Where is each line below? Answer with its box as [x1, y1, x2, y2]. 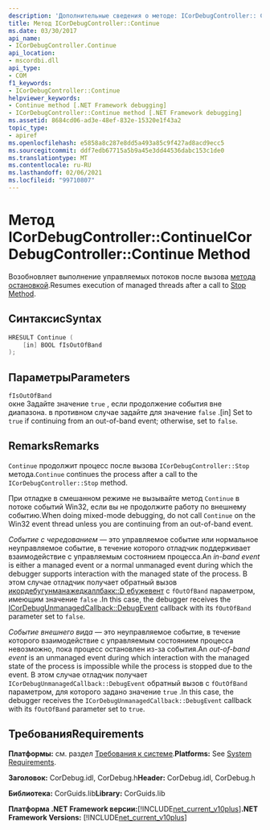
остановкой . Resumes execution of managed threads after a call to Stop [8, 280, 247, 290]
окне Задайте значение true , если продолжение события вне [8, 399, 223, 409]
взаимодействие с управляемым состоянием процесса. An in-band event [8, 552, 260, 561]
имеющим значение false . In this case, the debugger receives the [8, 594, 231, 604]
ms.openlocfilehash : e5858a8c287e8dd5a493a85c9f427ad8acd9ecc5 [8, 138, 225, 147]
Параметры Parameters [8, 371, 131, 384]
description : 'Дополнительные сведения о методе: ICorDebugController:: [8, 11, 257, 20]
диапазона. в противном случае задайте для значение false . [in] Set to [8, 408, 253, 417]
